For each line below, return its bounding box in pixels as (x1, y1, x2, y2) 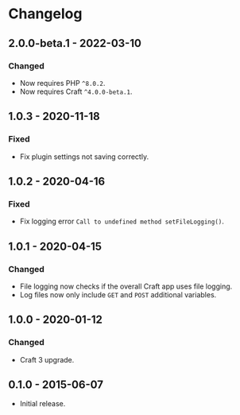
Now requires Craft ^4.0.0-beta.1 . (19, 87, 133, 96)
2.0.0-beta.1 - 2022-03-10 (8, 37, 141, 50)
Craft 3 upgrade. (19, 355, 75, 364)
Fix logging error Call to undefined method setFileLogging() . (19, 216, 225, 227)
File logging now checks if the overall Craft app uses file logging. (19, 281, 233, 291)
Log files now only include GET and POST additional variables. (19, 289, 217, 299)
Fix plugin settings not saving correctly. (19, 152, 149, 161)
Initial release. (19, 399, 66, 409)
